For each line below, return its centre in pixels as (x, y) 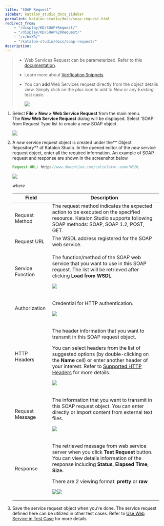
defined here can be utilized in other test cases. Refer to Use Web (78, 513)
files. (58, 418)
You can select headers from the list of (96, 348)
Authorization (30, 308)
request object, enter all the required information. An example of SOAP (83, 153)
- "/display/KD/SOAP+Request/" (46, 28)
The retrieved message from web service (99, 446)
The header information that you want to (98, 331)
